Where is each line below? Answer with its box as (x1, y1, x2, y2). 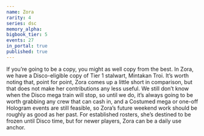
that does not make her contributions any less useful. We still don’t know (6, 85, 189, 92)
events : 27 (6, 37, 34, 43)
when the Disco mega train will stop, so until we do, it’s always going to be (6, 91, 194, 98)
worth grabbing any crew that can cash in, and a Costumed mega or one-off (6, 98, 199, 105)
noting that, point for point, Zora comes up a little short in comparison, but (6, 78, 192, 85)
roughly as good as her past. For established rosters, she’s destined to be (6, 110, 191, 118)
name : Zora (6, 9, 34, 15)
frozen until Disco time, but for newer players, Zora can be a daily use (6, 117, 182, 124)
